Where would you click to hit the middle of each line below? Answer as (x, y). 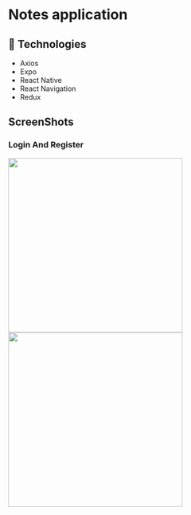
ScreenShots (41, 122)
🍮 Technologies (47, 44)
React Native (41, 80)
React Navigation (48, 88)
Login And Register (46, 145)
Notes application (68, 15)
